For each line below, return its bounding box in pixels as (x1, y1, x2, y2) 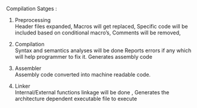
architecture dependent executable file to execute (14, 95, 137, 102)
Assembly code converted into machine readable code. (14, 71, 151, 78)
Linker (14, 82, 31, 90)
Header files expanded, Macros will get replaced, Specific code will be (14, 23, 189, 30)
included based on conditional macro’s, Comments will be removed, (14, 29, 181, 36)
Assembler (14, 65, 42, 72)
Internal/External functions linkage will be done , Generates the (14, 89, 170, 96)
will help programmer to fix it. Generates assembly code (14, 53, 153, 60)
